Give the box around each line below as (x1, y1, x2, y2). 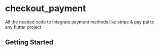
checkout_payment (5, 3, 86, 14)
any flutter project (5, 24, 42, 30)
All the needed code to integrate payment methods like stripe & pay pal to (5, 19, 155, 25)
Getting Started (5, 38, 54, 47)
